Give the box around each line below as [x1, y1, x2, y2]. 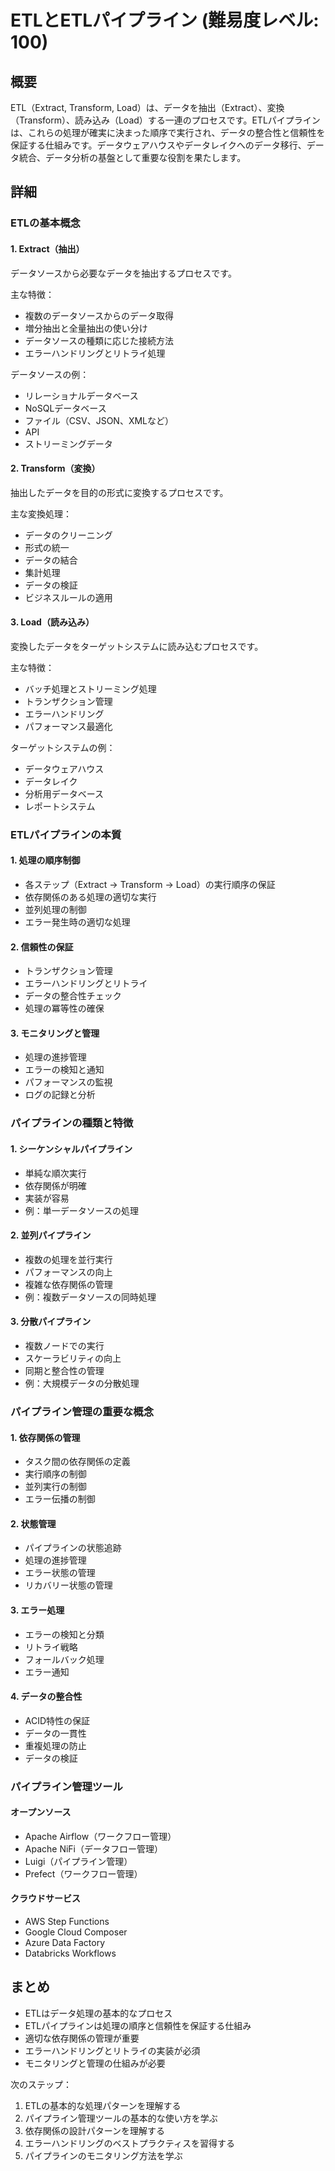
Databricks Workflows [24, 1947, 117, 1960]
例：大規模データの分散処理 [24, 1377, 140, 1389]
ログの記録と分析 [24, 1089, 96, 1101]
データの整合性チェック [24, 990, 122, 1002]
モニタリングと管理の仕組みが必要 [24, 2057, 166, 2069]
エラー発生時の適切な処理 [24, 916, 131, 928]
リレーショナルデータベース [24, 389, 139, 401]
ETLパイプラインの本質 [10, 827, 122, 841]
